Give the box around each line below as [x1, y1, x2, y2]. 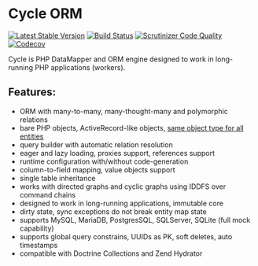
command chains [19, 190, 76, 199]
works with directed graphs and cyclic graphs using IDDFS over [19, 182, 227, 191]
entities [19, 131, 44, 141]
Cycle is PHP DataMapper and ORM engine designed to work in [8, 54, 214, 64]
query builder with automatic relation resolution [19, 139, 173, 150]
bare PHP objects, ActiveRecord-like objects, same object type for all [19, 123, 244, 132]
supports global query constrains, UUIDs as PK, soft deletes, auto [19, 231, 233, 241]
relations [19, 115, 49, 124]
